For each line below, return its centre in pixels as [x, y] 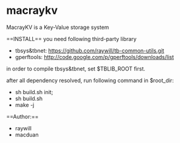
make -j [25, 105]
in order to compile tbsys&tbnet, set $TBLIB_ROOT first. [76, 68]
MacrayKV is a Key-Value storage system [58, 27]
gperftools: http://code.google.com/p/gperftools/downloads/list [95, 57]
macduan [27, 135]
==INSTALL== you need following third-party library [72, 39]
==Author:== [22, 116]
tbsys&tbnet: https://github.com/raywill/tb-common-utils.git [90, 50]
